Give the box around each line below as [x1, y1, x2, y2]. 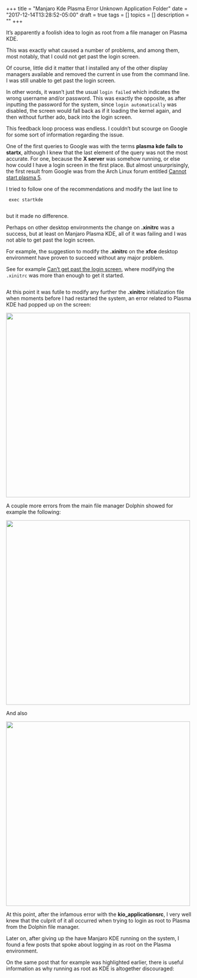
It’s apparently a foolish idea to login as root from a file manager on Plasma [6, 29, 188, 36]
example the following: [6, 508, 61, 516]
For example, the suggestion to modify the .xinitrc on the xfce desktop [6, 248, 178, 255]
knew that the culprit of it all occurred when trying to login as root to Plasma [6, 917, 190, 924]
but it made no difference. [6, 213, 69, 219]
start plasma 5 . [6, 174, 42, 181]
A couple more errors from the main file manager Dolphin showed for [6, 502, 173, 509]
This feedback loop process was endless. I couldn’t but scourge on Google [6, 125, 188, 132]
